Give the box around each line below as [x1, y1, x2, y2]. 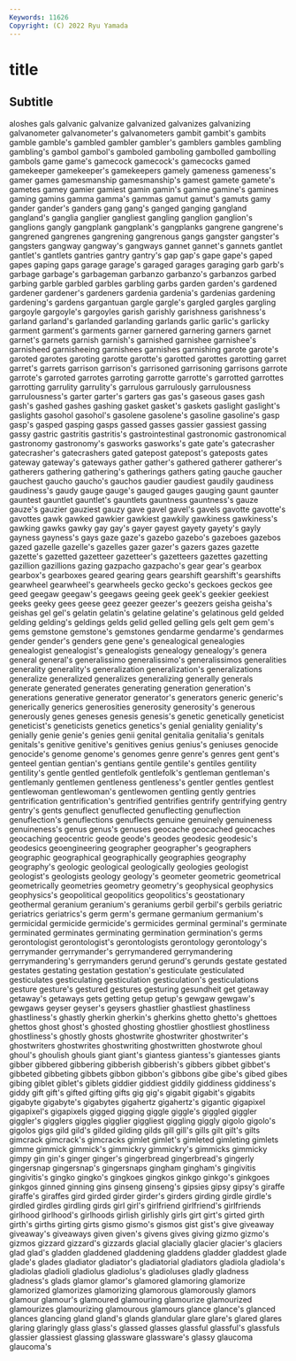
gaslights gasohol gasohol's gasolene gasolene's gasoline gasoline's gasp [9, 409, 280, 421]
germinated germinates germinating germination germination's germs [9, 927, 263, 938]
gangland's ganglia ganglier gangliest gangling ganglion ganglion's [9, 212, 254, 222]
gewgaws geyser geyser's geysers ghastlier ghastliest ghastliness [9, 1002, 251, 1013]
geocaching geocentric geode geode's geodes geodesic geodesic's [9, 833, 258, 844]
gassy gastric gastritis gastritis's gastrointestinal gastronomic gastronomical [9, 429, 287, 439]
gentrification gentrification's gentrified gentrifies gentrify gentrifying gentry [9, 795, 287, 806]
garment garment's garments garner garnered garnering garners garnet [9, 325, 271, 336]
